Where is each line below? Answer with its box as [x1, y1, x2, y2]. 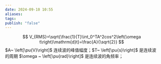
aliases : [5, 12, 23, 16]
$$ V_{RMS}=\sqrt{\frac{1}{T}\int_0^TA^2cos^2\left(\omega [22, 34, 141, 40]
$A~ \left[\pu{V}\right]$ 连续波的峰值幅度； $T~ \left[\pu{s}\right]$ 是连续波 [5, 47, 157, 53]
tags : [5, 16, 16, 21]
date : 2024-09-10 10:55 [5, 7, 54, 12]
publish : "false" [5, 20, 40, 26]
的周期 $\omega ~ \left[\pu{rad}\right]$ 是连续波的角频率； [5, 53, 124, 59]
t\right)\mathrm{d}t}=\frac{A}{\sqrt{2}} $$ [39, 39, 125, 45]
